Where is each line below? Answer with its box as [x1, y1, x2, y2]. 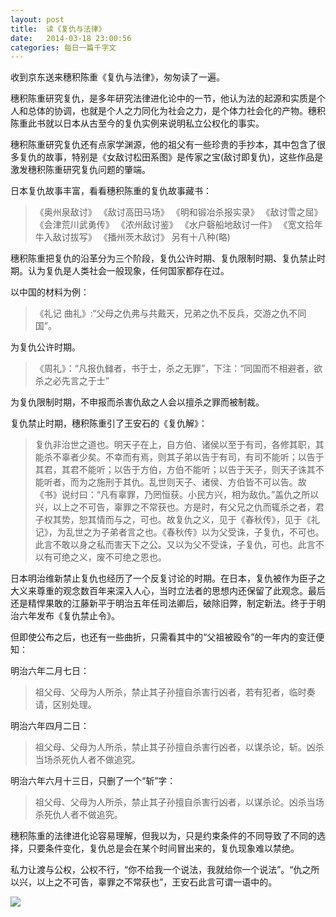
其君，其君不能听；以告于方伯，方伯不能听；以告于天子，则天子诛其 [34, 464, 316, 476]
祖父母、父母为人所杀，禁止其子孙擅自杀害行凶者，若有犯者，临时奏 [34, 686, 316, 698]
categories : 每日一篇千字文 [10, 42, 117, 53]
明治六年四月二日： [10, 720, 90, 732]
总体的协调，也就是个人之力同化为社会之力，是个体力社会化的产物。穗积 [27, 105, 326, 117]
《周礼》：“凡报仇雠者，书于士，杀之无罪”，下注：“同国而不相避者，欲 [34, 362, 323, 375]
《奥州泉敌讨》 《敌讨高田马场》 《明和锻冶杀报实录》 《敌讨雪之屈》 [34, 206, 323, 218]
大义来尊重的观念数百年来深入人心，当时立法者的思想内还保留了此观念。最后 [10, 585, 326, 597]
